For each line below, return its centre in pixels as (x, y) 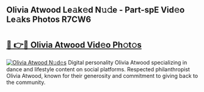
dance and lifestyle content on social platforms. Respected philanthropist (98, 69)
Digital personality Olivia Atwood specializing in (128, 62)
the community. (26, 82)
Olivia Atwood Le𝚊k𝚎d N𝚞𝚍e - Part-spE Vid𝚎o (96, 10)
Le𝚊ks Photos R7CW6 (49, 20)
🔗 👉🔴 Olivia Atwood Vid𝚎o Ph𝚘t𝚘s (74, 45)
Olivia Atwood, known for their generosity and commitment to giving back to (102, 76)
